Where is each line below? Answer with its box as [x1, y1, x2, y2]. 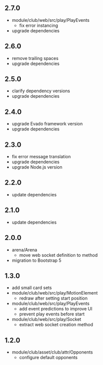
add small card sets [11, 285, 52, 291]
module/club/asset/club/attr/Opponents [11, 349, 93, 355]
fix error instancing [19, 22, 58, 28]
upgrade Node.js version [11, 164, 62, 170]
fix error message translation [11, 154, 71, 160]
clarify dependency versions [11, 88, 70, 94]
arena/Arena [11, 246, 38, 252]
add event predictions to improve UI [19, 306, 93, 312]
